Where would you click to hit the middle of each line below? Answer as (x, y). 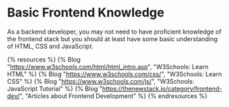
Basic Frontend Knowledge (86, 13)
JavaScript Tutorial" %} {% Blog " (55, 88)
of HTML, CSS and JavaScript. (51, 46)
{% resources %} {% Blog (44, 59)
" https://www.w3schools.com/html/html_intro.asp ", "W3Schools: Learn (108, 67)
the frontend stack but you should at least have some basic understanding (112, 38)
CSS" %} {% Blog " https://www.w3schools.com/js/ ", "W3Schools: (101, 81)
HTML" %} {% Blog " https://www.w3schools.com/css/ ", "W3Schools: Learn (115, 74)
